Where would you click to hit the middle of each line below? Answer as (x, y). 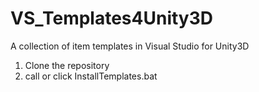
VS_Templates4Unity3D (112, 18)
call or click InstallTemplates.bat (91, 76)
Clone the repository (67, 65)
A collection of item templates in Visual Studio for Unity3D (130, 46)
